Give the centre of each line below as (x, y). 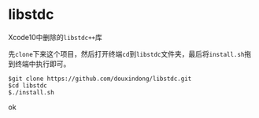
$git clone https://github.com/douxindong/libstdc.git (100, 79)
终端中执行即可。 (43, 64)
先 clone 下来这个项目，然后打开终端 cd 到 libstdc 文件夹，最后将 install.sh (126, 53)
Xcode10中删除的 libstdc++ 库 (55, 37)
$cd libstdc (28, 85)
